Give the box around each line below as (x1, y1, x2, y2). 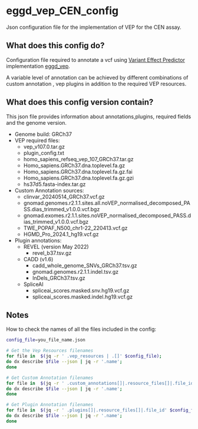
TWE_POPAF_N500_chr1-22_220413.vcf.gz (23, 224, 128, 231)
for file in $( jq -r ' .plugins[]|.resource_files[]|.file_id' (6, 407, 167, 413)
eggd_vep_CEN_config (6, 4, 119, 18)
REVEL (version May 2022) (23, 243, 90, 250)
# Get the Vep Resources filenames (6, 348, 94, 354)
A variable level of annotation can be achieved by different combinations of (6, 74, 189, 81)
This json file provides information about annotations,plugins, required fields (6, 113, 192, 120)
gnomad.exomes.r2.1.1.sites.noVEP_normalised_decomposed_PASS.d (23, 212, 192, 219)
